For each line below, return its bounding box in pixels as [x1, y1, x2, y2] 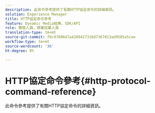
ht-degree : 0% [5, 48, 35, 53]
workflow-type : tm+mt [5, 39, 50, 44]
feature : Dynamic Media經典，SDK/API [5, 21, 80, 26]
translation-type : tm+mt [5, 30, 56, 35]
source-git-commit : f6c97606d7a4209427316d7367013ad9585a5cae [5, 35, 136, 40]
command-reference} [5, 86, 96, 97]
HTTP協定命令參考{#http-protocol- [5, 75, 151, 86]
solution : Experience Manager [5, 12, 68, 17]
